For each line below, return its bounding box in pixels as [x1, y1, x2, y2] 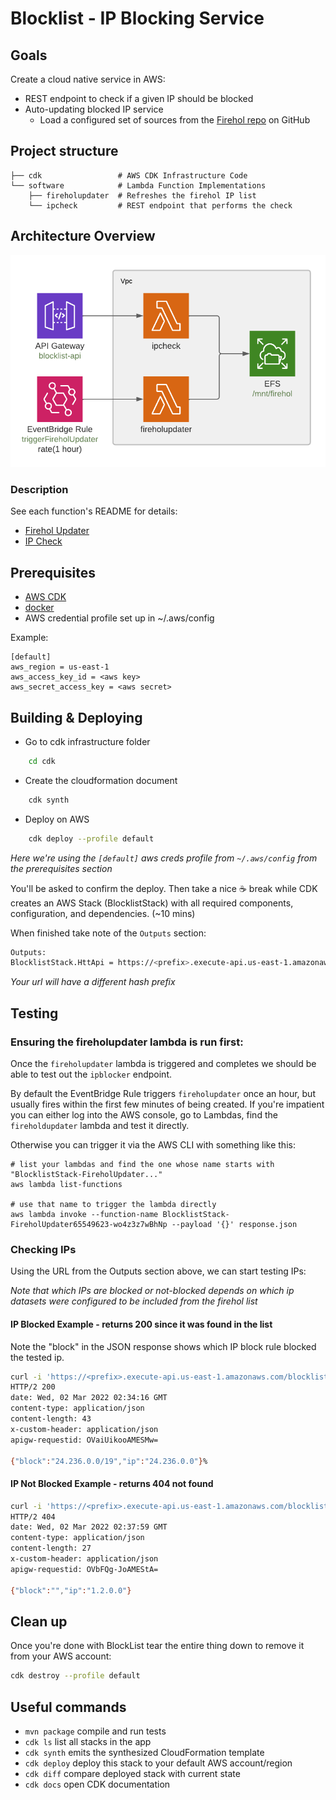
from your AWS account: [10, 1650, 112, 1662]
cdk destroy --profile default [10, 1671, 141, 1681]
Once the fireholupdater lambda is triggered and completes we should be [10, 1058, 317, 1070]
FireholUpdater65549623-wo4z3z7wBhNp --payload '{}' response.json [10, 1220, 298, 1230]
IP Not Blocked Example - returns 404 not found [10, 1478, 214, 1490]
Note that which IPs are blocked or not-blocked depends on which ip [10, 1285, 295, 1297]
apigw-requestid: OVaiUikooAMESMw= [10, 1435, 159, 1445]
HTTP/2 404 [10, 1512, 56, 1522]
